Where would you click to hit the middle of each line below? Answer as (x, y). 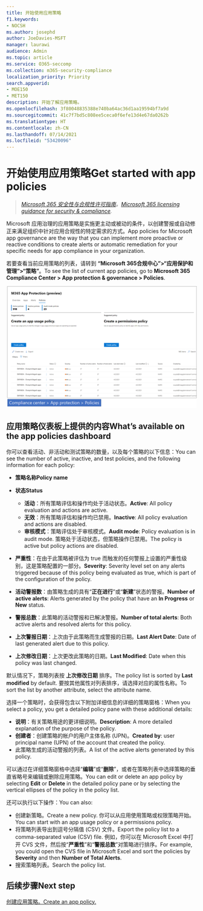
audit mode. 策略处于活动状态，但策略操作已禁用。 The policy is (103, 539)
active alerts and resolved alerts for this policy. (73, 624)
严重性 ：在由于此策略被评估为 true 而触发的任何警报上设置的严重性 (98, 558)
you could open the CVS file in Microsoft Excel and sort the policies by (103, 851)
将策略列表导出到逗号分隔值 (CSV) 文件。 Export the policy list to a (97, 829)
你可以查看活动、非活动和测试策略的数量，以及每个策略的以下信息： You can (101, 451)
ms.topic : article (29, 58)
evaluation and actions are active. (66, 510)
